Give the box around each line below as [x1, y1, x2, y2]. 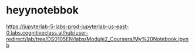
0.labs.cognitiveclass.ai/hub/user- [6, 29, 89, 36]
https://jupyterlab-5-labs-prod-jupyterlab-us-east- [6, 23, 129, 30]
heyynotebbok [6, 4, 79, 17]
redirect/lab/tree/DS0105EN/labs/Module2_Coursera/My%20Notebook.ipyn [6, 35, 189, 42]
